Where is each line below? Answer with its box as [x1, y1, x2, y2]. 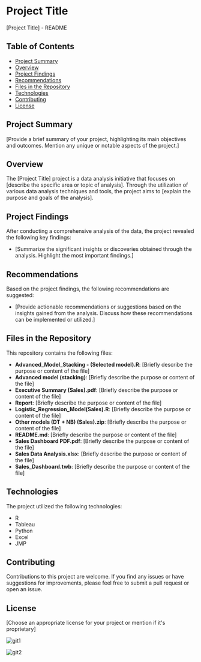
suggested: [6, 292, 34, 298]
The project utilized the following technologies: [6, 502, 122, 510]
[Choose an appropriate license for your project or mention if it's [6, 619, 166, 627]
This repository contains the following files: [6, 349, 113, 357]
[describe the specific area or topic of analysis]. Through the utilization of [6, 181, 188, 188]
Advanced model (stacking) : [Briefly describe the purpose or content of [14, 373, 195, 381]
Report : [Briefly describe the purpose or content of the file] [14, 399, 162, 406]
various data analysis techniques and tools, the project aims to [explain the [6, 188, 191, 195]
